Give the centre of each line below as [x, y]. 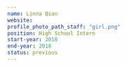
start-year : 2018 [33, 40]
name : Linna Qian [33, 14]
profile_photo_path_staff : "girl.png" [64, 27]
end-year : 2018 [29, 46]
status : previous [33, 53]
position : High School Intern [52, 33]
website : [20, 20]
